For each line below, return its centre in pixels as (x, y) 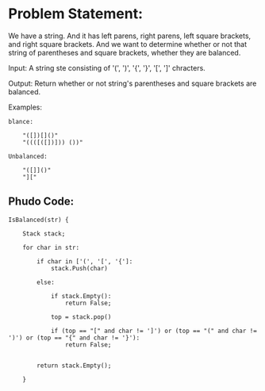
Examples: (25, 107)
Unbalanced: (28, 156)
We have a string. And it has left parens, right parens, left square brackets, (130, 36)
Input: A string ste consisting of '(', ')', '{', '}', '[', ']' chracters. (107, 67)
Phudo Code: (41, 202)
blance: (21, 121)
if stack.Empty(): (81, 296)
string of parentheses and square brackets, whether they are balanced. (125, 52)
